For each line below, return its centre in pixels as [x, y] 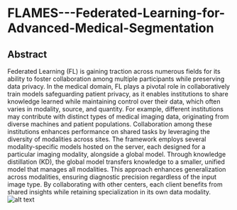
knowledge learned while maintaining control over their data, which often [114, 101]
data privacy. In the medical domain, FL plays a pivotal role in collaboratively [119, 86]
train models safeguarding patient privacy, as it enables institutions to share [118, 94]
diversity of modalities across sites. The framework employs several [107, 139]
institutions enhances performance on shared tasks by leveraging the [109, 132]
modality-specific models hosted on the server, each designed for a [106, 147]
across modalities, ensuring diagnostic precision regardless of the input [112, 177]
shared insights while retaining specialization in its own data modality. [109, 192]
